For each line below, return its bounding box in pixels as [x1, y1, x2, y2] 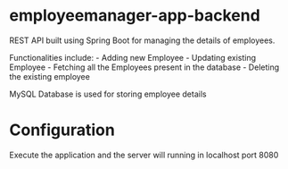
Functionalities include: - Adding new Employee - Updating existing [9, 52, 257, 63]
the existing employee [9, 71, 91, 81]
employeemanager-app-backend [9, 5, 260, 26]
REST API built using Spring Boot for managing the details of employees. [9, 35, 276, 46]
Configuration [9, 120, 116, 140]
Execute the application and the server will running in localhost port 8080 [9, 149, 279, 160]
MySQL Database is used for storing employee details [9, 89, 207, 99]
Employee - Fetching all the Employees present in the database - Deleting [9, 62, 280, 72]
